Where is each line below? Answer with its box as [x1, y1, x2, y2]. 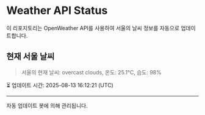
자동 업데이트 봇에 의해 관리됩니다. [6, 102, 88, 109]
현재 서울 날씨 [6, 51, 55, 62]
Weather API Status [6, 4, 108, 18]
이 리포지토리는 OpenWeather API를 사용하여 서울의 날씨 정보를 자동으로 [6, 24, 180, 31]
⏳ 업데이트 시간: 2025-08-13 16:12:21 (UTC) [6, 81, 114, 88]
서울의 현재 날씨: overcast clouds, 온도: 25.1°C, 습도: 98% [21, 68, 162, 76]
